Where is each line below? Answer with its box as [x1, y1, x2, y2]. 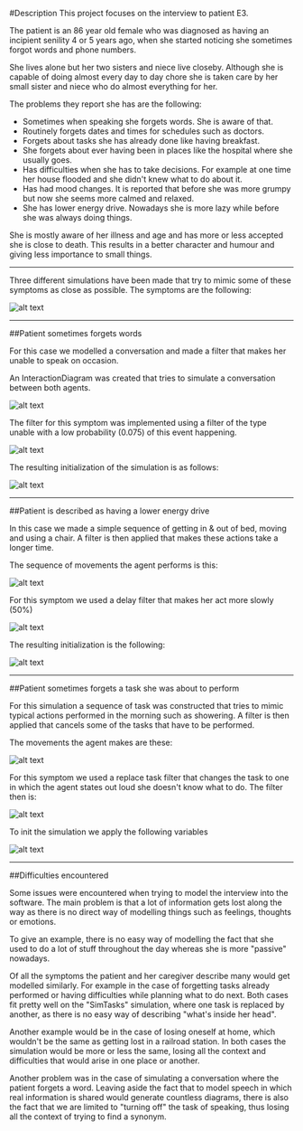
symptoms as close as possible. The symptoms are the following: [9, 285, 252, 295]
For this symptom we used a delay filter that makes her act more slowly [9, 595, 274, 605]
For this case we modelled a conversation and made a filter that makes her [9, 345, 287, 356]
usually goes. [22, 155, 72, 165]
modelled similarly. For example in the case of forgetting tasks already [9, 980, 271, 991]
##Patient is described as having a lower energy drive [9, 505, 210, 516]
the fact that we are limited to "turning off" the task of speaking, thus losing [9, 1102, 290, 1112]
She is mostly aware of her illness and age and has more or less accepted [9, 230, 284, 240]
